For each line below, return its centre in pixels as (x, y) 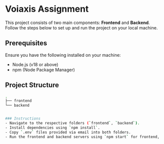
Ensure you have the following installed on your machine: (63, 55)
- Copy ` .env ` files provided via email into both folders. (68, 132)
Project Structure (32, 85)
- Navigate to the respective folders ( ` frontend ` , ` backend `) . (72, 123)
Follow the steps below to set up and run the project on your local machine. (82, 27)
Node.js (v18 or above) (35, 64)
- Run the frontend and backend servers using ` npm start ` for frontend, (82, 137)
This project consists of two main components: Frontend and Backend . (78, 23)
